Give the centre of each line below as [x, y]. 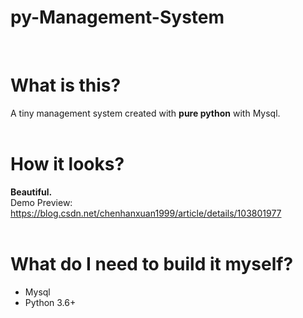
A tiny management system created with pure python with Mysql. [145, 113]
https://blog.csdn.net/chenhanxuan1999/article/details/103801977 [146, 213]
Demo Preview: [41, 202]
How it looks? [67, 164]
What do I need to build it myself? [152, 264]
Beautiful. [31, 192]
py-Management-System [117, 17]
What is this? [66, 85]
